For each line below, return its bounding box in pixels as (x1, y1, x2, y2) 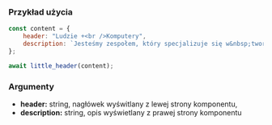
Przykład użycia (8, 6, 73, 18)
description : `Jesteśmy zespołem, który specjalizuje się (23, 40, 223, 48)
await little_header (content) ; (8, 61, 114, 70)
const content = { (8, 25, 70, 33)
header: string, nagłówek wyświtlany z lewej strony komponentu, (19, 99, 238, 109)
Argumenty (8, 81, 55, 92)
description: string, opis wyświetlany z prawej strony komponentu (19, 107, 242, 117)
